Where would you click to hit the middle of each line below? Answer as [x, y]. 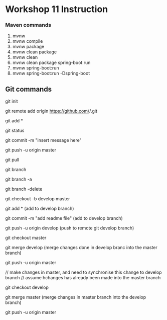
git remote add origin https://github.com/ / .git [51, 111]
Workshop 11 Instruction [57, 9]
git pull [12, 160]
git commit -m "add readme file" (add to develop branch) [64, 218]
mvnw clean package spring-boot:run [51, 63]
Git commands [28, 89]
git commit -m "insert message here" [43, 140]
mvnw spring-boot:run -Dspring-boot [51, 73]
